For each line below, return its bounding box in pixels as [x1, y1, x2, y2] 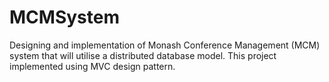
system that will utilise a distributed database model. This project [9, 49, 277, 61]
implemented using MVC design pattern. [9, 60, 176, 72]
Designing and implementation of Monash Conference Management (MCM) [9, 39, 321, 51]
